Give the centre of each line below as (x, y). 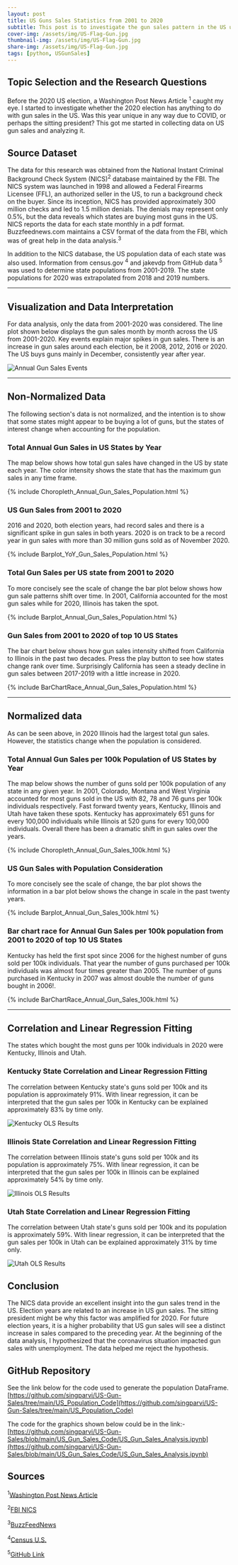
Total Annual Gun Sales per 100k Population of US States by (112, 759)
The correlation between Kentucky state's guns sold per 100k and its (107, 1087)
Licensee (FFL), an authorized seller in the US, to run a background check (115, 194)
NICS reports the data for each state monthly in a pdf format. (96, 224)
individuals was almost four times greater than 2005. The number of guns (114, 970)
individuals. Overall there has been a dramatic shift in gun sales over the (113, 829)
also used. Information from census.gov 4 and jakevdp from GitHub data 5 (115, 262)
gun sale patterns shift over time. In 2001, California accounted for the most (118, 595)
